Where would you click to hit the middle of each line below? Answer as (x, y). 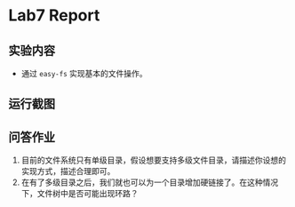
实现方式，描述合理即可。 (68, 171)
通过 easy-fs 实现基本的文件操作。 (84, 73)
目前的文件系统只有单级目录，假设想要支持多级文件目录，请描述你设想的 (153, 160)
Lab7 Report (54, 16)
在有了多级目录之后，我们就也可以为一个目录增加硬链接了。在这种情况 (150, 182)
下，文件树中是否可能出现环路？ (80, 194)
